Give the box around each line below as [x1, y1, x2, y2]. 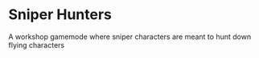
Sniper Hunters [8, 6, 113, 24]
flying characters [8, 40, 65, 49]
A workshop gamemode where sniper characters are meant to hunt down [8, 32, 252, 41]
